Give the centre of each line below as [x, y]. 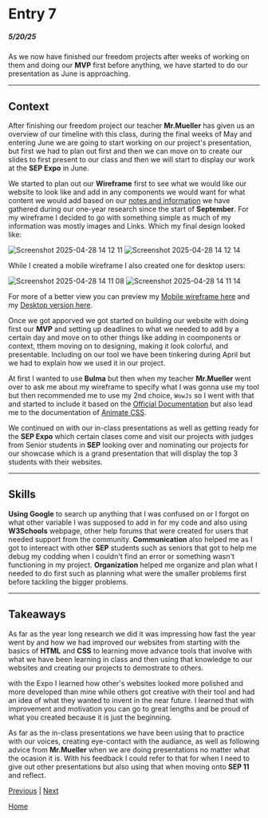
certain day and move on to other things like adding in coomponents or [125, 337]
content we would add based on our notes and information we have [119, 200]
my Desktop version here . [51, 305]
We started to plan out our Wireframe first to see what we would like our [128, 183]
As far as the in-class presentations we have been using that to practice [126, 732]
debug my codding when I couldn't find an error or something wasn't [122, 556]
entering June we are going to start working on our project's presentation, [130, 142]
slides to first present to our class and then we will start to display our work [132, 159]
